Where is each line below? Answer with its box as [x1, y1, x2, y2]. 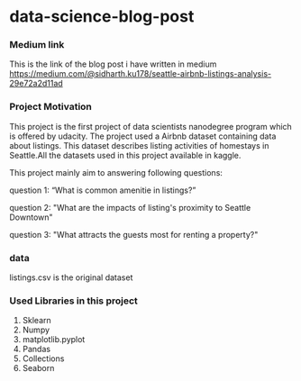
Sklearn [22, 315, 51, 326]
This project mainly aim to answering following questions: [9, 167, 223, 177]
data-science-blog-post [9, 6, 195, 27]
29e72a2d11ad [9, 78, 63, 89]
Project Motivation [9, 101, 93, 113]
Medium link [9, 39, 65, 51]
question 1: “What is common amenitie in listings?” [9, 185, 196, 195]
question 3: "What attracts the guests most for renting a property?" [9, 229, 259, 240]
